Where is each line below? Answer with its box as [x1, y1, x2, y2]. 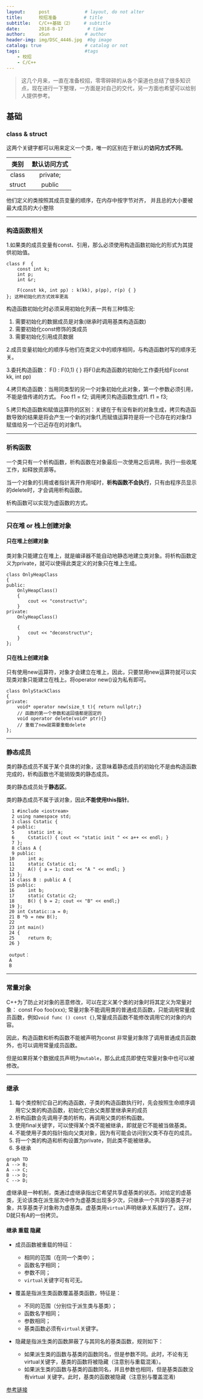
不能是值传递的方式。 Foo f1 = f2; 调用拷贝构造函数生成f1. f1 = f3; [6, 393, 168, 401]
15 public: [8, 882, 36, 888]
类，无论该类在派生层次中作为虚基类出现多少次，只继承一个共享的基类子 [6, 1197, 186, 1203]
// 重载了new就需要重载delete [17, 722, 86, 728]
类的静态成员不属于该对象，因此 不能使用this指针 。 [6, 796, 133, 804]
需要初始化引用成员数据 [14, 333, 74, 340]
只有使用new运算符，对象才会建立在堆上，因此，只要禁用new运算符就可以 [6, 668, 192, 676]
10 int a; [8, 856, 45, 862]
